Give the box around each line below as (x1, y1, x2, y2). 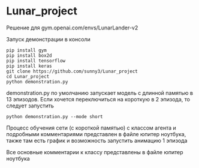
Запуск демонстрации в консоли (6, 35, 91, 43)
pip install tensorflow (6, 58, 66, 64)
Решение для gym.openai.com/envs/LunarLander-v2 (6, 24, 138, 31)
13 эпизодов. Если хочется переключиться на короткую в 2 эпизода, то (6, 95, 191, 103)
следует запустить (6, 102, 54, 109)
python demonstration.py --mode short (6, 113, 103, 119)
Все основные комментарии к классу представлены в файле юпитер (6, 148, 184, 155)
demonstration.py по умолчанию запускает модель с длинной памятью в (6, 89, 194, 97)
